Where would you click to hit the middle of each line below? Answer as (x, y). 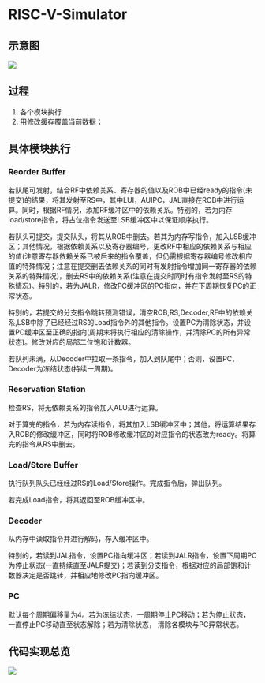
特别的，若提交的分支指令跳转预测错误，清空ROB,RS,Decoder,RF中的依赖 (127, 312)
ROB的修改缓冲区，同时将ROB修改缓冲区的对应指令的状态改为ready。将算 (135, 434)
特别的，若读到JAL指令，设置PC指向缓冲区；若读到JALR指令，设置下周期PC (132, 556)
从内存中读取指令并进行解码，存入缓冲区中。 (81, 539)
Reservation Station (47, 390)
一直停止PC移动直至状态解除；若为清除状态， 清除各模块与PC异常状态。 (126, 624)
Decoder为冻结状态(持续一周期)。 (63, 368)
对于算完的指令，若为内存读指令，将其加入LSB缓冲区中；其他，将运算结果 (129, 424)
